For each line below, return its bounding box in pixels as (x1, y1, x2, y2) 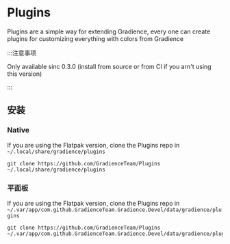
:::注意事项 (7, 49, 37, 57)
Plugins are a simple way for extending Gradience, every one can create (7, 27, 211, 36)
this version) (7, 70, 42, 78)
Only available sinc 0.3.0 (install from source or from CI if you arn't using (7, 62, 212, 70)
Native (7, 125, 29, 135)
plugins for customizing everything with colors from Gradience (7, 34, 183, 42)
